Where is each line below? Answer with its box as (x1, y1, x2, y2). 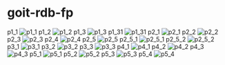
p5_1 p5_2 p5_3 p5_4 (29, 50, 153, 58)
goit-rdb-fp (7, 5, 74, 21)
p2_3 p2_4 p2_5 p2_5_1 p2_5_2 (7, 35, 186, 43)
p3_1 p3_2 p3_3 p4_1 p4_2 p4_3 (7, 42, 205, 50)
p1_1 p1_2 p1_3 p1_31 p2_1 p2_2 (7, 28, 197, 36)
